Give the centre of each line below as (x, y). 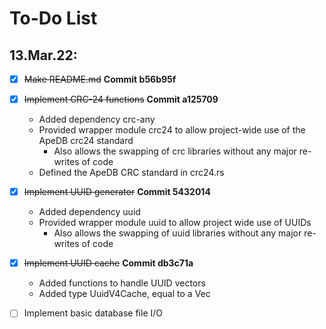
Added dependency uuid (89, 212)
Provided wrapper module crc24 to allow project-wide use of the (172, 130)
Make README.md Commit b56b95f (100, 79)
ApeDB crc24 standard (86, 141)
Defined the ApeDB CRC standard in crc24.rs (131, 173)
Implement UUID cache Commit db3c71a (108, 263)
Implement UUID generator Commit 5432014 (117, 192)
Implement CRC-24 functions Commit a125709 (121, 99)
